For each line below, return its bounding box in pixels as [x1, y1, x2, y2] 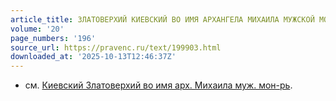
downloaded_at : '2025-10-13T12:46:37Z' [10, 52, 177, 62]
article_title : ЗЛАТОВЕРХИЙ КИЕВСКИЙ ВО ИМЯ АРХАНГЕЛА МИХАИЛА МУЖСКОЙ [10, 14, 315, 25]
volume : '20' [10, 24, 65, 34]
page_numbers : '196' [10, 33, 97, 43]
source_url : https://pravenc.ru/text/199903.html [10, 42, 222, 53]
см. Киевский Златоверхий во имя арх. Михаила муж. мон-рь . [24, 79, 293, 91]
